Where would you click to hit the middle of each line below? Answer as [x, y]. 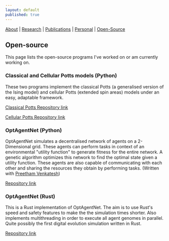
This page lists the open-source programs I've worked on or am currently [82, 57]
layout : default [22, 10]
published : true [22, 15]
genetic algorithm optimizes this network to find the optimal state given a [81, 157]
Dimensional [18, 146]
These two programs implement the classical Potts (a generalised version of [85, 87]
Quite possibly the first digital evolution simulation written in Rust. [73, 224]
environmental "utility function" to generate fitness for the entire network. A [84, 152]
